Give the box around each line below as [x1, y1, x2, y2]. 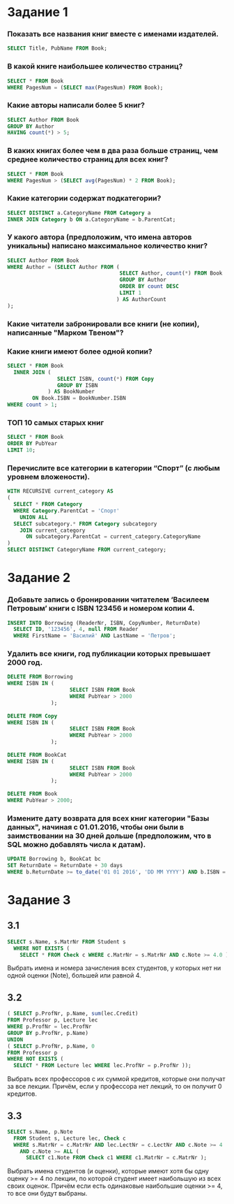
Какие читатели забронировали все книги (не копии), [7, 319, 200, 328]
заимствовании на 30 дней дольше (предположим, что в [7, 831, 212, 841]
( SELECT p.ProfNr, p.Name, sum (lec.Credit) [7, 1010, 139, 1017]
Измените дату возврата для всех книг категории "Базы [7, 813, 210, 823]
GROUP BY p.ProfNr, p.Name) [7, 1029, 89, 1036]
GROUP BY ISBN [56, 382, 98, 389]
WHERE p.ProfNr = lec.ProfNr [7, 1023, 92, 1031]
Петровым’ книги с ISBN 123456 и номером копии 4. [7, 604, 195, 614]
